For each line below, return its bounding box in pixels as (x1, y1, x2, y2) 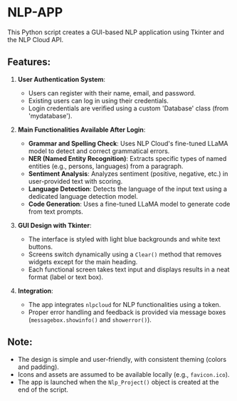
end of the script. (17, 385, 69, 394)
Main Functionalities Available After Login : (17, 125, 146, 134)
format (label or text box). (28, 272, 104, 281)
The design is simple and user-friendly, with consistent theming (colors (17, 355, 226, 363)
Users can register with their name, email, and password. (28, 88, 196, 97)
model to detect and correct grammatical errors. (28, 147, 170, 155)
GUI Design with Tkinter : (17, 221, 92, 229)
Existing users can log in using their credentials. (28, 96, 169, 105)
